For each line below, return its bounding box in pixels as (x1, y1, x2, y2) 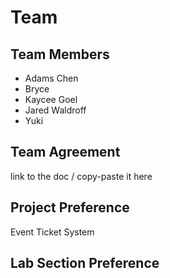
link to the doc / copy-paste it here (10, 170, 153, 182)
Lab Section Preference (10, 255, 160, 272)
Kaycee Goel (24, 94, 78, 105)
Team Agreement (10, 144, 121, 161)
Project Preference (10, 199, 130, 216)
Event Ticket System (10, 226, 95, 238)
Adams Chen (24, 72, 79, 84)
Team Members (10, 46, 110, 63)
